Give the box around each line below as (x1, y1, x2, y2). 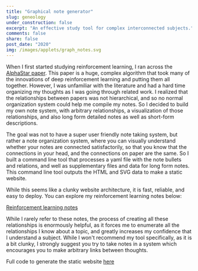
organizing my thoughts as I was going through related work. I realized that (6, 88, 189, 95)
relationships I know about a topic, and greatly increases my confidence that (6, 227, 192, 234)
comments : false (6, 31, 46, 37)
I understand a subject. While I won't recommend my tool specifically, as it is (6, 234, 192, 241)
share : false (6, 36, 38, 42)
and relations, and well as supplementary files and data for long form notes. (6, 162, 190, 169)
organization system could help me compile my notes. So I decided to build (6, 101, 189, 108)
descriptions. (6, 119, 38, 127)
